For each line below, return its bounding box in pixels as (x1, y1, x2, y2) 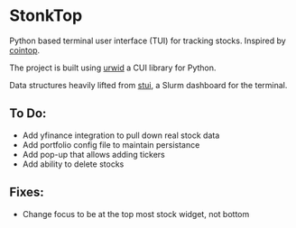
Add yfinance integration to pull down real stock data (22, 130, 220, 141)
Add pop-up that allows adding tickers (22, 149, 165, 160)
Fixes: (9, 185, 45, 200)
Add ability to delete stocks (22, 159, 125, 169)
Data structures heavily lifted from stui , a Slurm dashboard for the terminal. (9, 79, 288, 90)
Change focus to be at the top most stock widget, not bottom (22, 208, 250, 219)
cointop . (9, 44, 41, 55)
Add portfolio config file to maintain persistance (22, 139, 200, 150)
